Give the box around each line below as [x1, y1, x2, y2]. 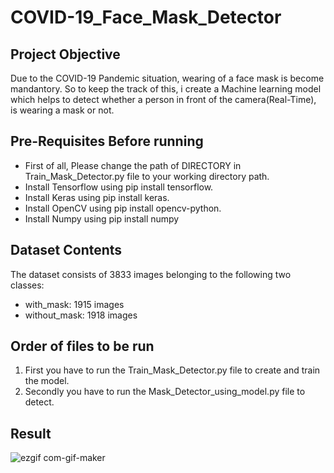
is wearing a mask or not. [10, 104, 115, 116]
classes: [10, 279, 45, 291]
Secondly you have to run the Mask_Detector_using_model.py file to [24, 386, 306, 398]
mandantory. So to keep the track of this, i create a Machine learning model [10, 83, 322, 95]
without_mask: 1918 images [24, 309, 138, 321]
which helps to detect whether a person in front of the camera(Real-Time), [10, 94, 317, 105]
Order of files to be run [10, 338, 155, 355]
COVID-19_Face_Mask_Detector [10, 6, 282, 29]
